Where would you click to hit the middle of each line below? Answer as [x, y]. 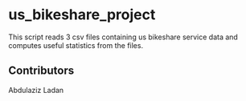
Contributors [41, 71]
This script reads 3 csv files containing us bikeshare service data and [123, 37]
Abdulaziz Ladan [36, 90]
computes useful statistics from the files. [76, 45]
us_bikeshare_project [82, 15]
